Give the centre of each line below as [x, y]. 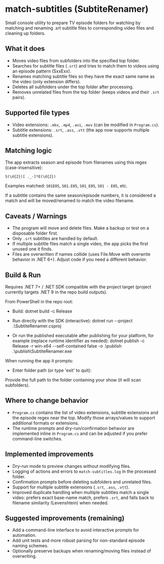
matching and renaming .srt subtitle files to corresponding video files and [80, 28]
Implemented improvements [49, 454]
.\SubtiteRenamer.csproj [37, 326]
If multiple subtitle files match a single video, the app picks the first [80, 244]
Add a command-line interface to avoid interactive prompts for [76, 530]
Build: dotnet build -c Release [42, 311]
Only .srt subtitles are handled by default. [55, 239]
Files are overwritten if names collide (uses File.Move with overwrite [81, 254]
